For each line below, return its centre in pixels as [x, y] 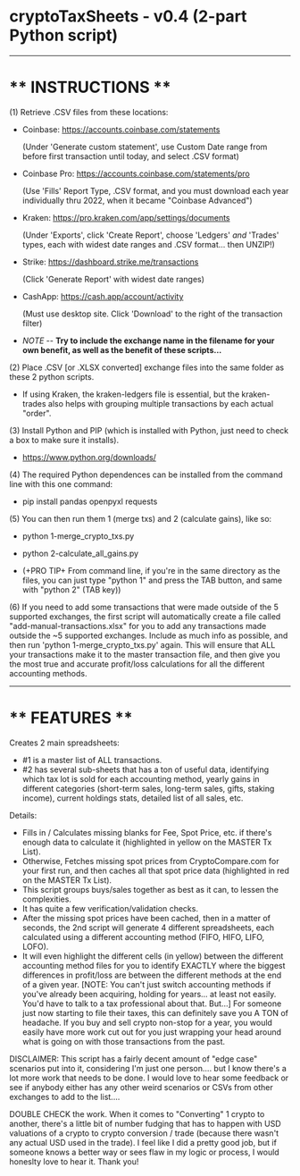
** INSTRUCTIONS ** [90, 88]
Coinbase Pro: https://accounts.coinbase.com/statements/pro [136, 173]
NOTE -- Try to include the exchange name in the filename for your [148, 340]
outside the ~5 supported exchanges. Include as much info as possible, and [149, 635]
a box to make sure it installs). [64, 440]
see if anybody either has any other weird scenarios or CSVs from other [142, 1087]
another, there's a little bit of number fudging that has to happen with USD [145, 1123]
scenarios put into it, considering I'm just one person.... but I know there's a [148, 1068]
